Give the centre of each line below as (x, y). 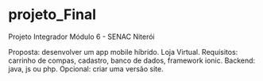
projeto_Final (52, 15)
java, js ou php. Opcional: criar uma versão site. (86, 68)
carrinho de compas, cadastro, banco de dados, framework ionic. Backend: (132, 60)
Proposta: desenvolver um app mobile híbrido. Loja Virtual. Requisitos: (123, 52)
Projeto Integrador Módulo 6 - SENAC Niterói (81, 37)
